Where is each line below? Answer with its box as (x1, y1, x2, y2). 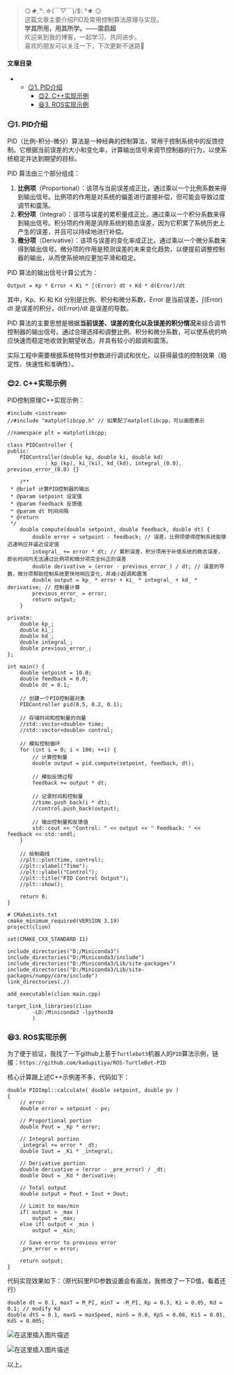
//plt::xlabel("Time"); (19, 862, 89, 869)
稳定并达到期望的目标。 (13, 154, 81, 162)
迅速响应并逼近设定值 (7, 541, 59, 547)
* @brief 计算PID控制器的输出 (10, 485, 90, 492)
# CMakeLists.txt (7, 911, 58, 918)
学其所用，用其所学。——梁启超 (24, 24, 116, 32)
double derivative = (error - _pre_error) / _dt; (19, 1166, 167, 1173)
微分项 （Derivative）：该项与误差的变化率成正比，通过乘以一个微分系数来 (17, 236, 227, 244)
